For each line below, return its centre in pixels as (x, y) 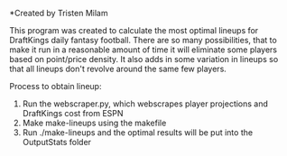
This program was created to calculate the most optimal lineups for (134, 30)
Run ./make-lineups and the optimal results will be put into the (138, 133)
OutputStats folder (57, 142)
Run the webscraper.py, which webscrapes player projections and (145, 104)
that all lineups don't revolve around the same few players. (118, 69)
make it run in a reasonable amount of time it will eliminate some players (143, 50)
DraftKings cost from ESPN (73, 113)
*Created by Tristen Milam (59, 13)
